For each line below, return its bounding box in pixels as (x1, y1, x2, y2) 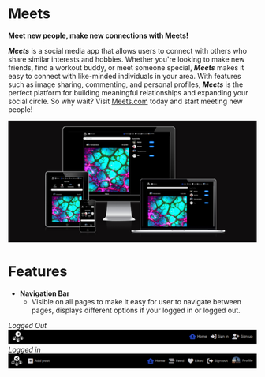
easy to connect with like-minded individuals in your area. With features (8, 71, 242, 80)
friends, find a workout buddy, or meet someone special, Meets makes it (8, 62, 244, 72)
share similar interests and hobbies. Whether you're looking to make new (8, 54, 245, 64)
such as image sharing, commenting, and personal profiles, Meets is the (8, 80, 244, 89)
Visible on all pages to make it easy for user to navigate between (31, 297, 242, 306)
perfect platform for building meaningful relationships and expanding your (8, 88, 248, 97)
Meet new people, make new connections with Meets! (8, 31, 189, 40)
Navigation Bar (19, 289, 70, 298)
